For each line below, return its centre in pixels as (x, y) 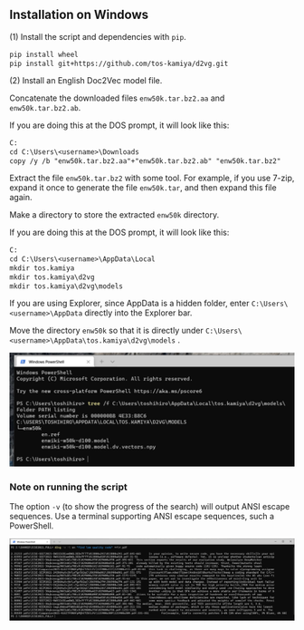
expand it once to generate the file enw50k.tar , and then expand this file (143, 187)
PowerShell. (32, 526)
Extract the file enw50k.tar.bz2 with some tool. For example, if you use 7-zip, (152, 178)
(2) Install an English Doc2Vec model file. (86, 80)
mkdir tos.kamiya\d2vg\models (66, 286)
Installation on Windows (79, 15)
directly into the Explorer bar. (138, 313)
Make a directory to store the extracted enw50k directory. (114, 214)
